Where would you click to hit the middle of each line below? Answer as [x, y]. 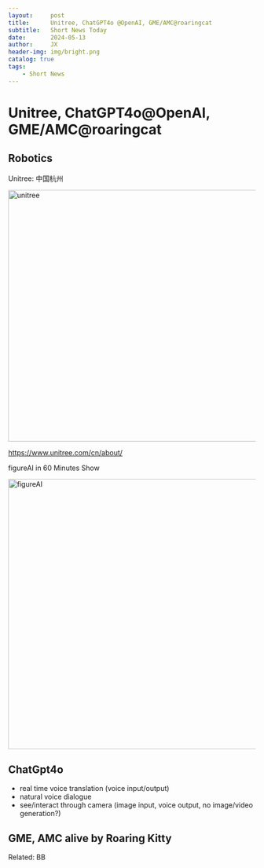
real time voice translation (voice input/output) [94, 789]
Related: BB [27, 857]
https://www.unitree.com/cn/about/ [66, 452]
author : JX [33, 45]
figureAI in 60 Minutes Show [54, 468]
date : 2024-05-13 [47, 37]
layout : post [37, 15]
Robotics [31, 158]
